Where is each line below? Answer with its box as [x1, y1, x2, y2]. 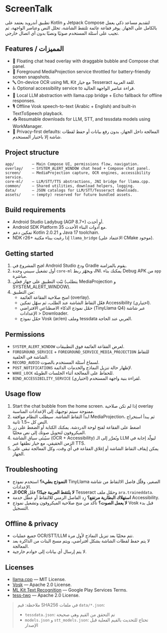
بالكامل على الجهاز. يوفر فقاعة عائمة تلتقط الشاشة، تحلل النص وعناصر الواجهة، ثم [5, 24, 158, 30]
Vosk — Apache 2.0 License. [12, 582, 72, 588]
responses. [12, 97, 36, 103]
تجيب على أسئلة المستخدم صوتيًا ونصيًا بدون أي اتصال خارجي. [5, 30, 120, 36]
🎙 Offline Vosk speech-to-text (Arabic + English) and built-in [12, 103, 136, 109]
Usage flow [5, 390, 41, 398]
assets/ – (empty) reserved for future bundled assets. [5, 192, 133, 197]
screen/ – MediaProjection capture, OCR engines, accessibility [5, 170, 151, 175]
